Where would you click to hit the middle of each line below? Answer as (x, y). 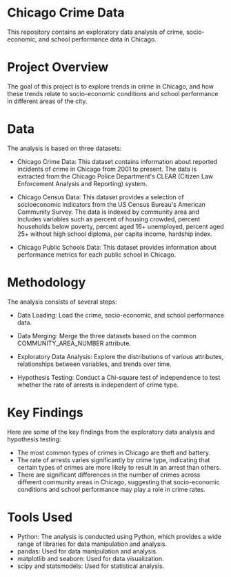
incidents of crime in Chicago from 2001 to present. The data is (107, 169)
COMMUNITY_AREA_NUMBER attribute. (74, 343)
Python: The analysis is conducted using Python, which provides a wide (119, 536)
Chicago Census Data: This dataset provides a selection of (100, 197)
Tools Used (40, 517)
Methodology (47, 282)
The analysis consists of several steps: (62, 302)
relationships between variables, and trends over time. (94, 364)
